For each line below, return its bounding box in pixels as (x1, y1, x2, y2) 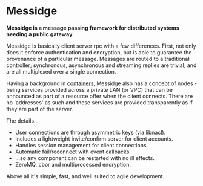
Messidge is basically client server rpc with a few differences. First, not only (6, 42, 196, 50)
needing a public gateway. (6, 30, 75, 37)
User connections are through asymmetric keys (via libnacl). (15, 129, 166, 136)
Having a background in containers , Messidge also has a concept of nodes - (6, 80, 198, 87)
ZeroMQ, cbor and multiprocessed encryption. (15, 161, 131, 168)
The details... (6, 117, 39, 124)
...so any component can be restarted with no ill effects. (15, 154, 155, 161)
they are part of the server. (6, 105, 73, 112)
